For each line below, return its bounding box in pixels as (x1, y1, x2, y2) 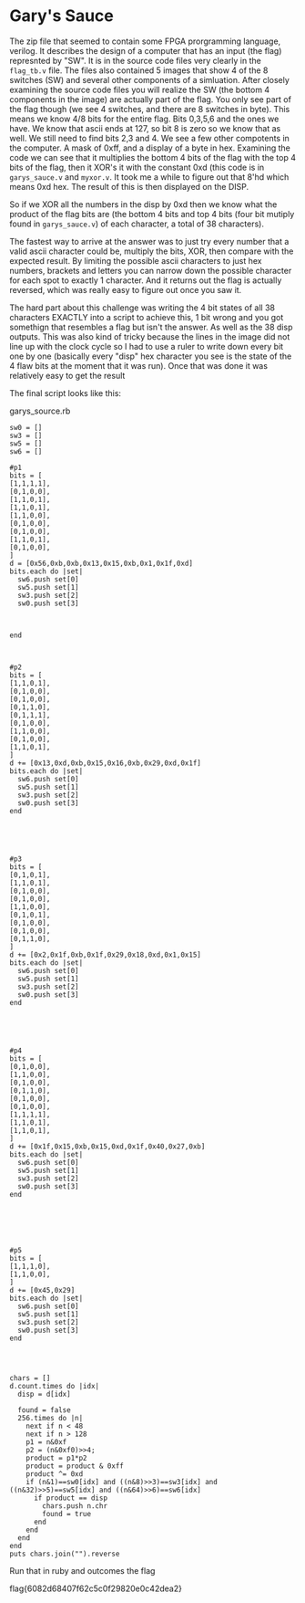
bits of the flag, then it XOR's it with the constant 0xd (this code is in (9, 162, 265, 173)
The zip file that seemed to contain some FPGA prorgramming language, (9, 36, 281, 47)
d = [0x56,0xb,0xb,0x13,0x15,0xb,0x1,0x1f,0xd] (9, 559, 194, 568)
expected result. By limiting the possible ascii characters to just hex (9, 255, 262, 266)
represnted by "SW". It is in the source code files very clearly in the (9, 55, 261, 66)
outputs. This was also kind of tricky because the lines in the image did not (9, 330, 290, 342)
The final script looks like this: (9, 387, 121, 398)
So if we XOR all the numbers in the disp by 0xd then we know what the (9, 198, 278, 210)
